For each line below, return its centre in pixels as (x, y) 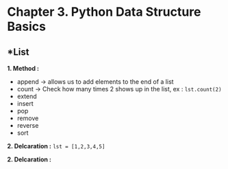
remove (28, 118)
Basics (27, 26)
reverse (28, 125)
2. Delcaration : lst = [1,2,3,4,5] (56, 146)
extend (27, 96)
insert (25, 103)
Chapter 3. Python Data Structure (104, 12)
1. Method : (23, 68)
